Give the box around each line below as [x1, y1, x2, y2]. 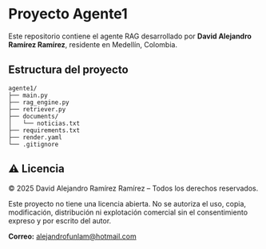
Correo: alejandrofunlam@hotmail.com [8, 231, 137, 241]
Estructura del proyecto [8, 63, 129, 77]
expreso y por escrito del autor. [8, 215, 112, 225]
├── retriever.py [8, 105, 66, 113]
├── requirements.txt [8, 126, 81, 135]
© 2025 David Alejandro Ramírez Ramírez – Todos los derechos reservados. [8, 183, 259, 193]
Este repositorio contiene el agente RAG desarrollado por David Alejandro [8, 31, 252, 41]
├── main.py [8, 91, 48, 99]
